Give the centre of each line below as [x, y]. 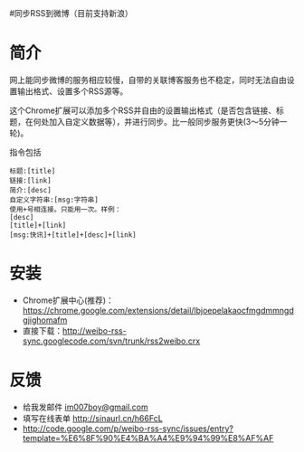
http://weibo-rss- [94, 330]
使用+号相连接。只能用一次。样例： [66, 209]
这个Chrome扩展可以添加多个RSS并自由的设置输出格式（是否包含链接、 [143, 110]
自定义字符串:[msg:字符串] [54, 200]
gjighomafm [45, 320]
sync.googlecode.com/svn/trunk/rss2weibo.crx [111, 341]
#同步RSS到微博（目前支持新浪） [71, 13]
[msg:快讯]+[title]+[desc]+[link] [73, 235]
